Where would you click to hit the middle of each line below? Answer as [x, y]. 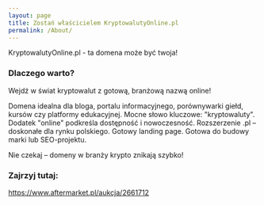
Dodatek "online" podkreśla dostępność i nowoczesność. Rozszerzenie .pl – [132, 123]
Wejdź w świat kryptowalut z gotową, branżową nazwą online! [110, 90]
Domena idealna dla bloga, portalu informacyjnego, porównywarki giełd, [126, 106]
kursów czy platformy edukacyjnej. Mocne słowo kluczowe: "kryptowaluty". [132, 114]
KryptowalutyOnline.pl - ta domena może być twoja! [93, 53]
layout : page [30, 15]
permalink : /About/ [40, 30]
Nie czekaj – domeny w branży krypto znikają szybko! [96, 154]
